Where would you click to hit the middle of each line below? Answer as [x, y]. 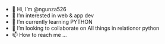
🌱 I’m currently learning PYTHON [52, 22]
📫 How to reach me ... [39, 35]
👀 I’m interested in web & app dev [53, 15]
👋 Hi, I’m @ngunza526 [39, 9]
